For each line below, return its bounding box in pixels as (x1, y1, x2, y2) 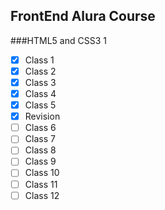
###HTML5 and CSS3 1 (10, 34, 107, 46)
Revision (24, 110, 61, 123)
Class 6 (24, 122, 57, 134)
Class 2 (24, 65, 57, 77)
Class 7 (24, 133, 56, 145)
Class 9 (24, 155, 57, 168)
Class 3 (24, 76, 57, 88)
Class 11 (24, 178, 58, 190)
